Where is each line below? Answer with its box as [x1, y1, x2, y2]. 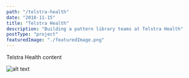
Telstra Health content [6, 54, 62, 60]
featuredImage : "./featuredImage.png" [6, 37, 105, 43]
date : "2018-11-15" [6, 15, 56, 21]
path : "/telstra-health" [6, 8, 69, 15]
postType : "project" [6, 31, 59, 37]
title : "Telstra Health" [6, 20, 69, 26]
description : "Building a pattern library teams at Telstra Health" [6, 25, 184, 32]
